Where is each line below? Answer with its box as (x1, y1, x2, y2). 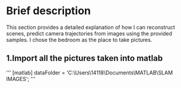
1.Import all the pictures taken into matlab (6, 53, 163, 63)
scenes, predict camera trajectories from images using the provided (6, 30, 172, 37)
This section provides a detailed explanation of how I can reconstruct (6, 24, 175, 31)
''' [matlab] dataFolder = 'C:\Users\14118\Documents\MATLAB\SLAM (6, 69, 173, 76)
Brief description (6, 4, 91, 18)
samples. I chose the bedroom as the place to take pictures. (6, 36, 153, 43)
